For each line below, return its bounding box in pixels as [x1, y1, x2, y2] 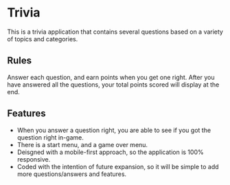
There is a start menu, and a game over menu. [16, 140, 148, 149]
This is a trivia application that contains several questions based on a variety [7, 28, 223, 36]
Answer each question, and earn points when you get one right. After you [7, 73, 215, 81]
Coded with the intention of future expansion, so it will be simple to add [16, 162, 219, 171]
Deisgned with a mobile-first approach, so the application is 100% [16, 148, 204, 156]
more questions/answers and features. [16, 170, 127, 178]
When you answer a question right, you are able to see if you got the [16, 126, 211, 134]
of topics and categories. [7, 34, 78, 43]
